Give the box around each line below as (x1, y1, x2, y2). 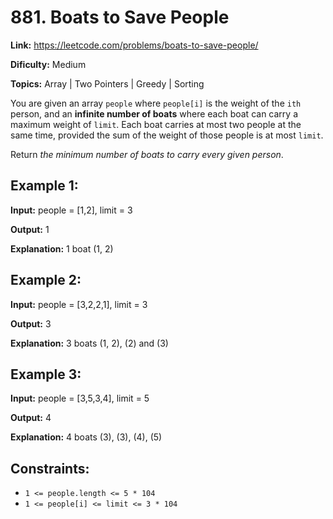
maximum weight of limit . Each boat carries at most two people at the (10, 118, 302, 130)
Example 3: (10, 366, 82, 383)
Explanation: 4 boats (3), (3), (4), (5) (10, 431, 163, 443)
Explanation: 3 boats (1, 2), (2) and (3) (10, 337, 169, 349)
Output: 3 (10, 317, 52, 330)
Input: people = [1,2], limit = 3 (10, 204, 133, 216)
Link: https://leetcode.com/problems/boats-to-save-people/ (10, 39, 259, 51)
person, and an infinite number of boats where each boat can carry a (10, 107, 298, 120)
